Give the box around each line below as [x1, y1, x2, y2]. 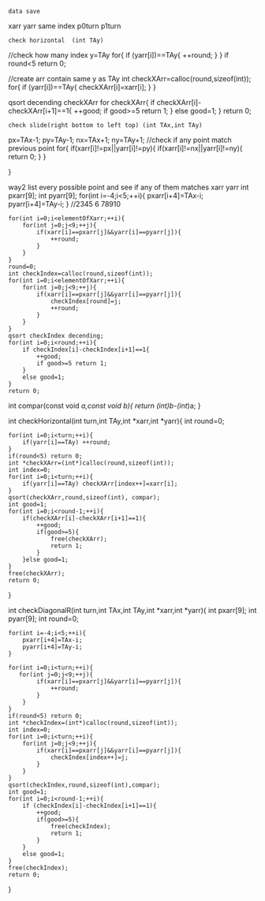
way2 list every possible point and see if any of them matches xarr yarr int [8, 182, 249, 192]
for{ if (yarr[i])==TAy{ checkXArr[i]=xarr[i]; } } [8, 83, 156, 92]
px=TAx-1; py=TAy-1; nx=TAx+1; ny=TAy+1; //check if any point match [8, 135, 232, 144]
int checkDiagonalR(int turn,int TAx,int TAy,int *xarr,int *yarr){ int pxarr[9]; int [8, 606, 257, 615]
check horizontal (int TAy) [8, 36, 104, 44]
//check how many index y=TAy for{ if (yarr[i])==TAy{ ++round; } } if [8, 50, 229, 59]
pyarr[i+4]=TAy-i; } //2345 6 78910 [8, 200, 121, 208]
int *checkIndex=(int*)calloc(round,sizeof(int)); [8, 719, 178, 727]
